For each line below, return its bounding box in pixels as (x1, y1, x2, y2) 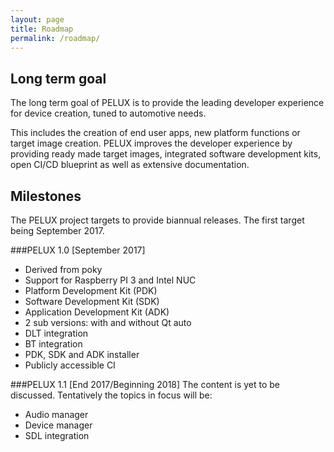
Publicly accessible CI (24, 359, 116, 371)
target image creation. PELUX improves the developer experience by (10, 137, 293, 150)
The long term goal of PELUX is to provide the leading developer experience (10, 97, 325, 109)
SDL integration (24, 430, 90, 441)
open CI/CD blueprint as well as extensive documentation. (10, 159, 250, 171)
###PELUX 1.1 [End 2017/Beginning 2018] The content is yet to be (10, 379, 281, 390)
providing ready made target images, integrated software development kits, (10, 148, 322, 160)
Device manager (24, 419, 93, 431)
